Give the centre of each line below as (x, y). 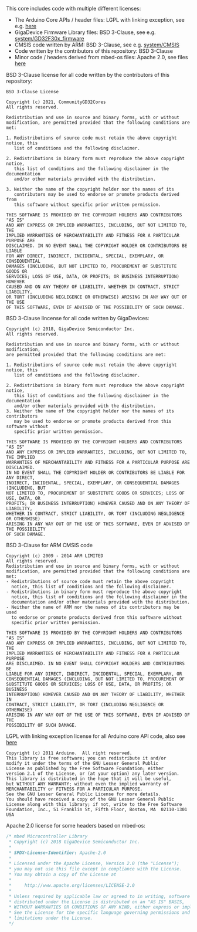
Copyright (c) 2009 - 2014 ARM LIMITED (55, 556)
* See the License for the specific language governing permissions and (99, 913)
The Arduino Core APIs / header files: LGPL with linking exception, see (99, 20)
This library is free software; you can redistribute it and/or (86, 758)
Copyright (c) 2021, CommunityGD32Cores (56, 102)
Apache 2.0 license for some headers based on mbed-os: (76, 826)
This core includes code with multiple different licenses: (74, 9)
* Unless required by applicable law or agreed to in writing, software (99, 896)
